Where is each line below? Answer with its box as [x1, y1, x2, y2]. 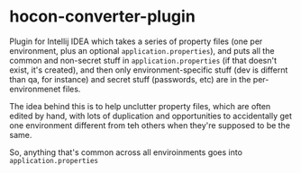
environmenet [9, 83, 61, 94]
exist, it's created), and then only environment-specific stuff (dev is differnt [9, 65, 288, 75]
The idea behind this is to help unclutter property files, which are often [9, 100, 271, 111]
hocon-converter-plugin [9, 6, 196, 27]
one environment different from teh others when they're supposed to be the [9, 119, 291, 131]
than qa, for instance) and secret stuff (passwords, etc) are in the [9, 74, 251, 84]
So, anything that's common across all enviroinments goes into [9, 146, 243, 158]
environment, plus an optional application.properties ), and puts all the [9, 45, 275, 56]
